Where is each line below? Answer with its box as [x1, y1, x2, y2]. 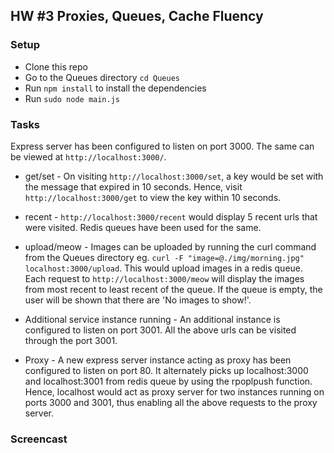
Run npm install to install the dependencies [24, 82, 207, 94]
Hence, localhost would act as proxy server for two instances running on [24, 385, 325, 398]
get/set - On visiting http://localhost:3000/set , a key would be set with [24, 170, 324, 182]
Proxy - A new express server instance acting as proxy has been [24, 354, 292, 366]
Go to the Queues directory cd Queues [24, 71, 180, 83]
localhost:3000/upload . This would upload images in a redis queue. [24, 262, 304, 274]
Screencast [10, 432, 68, 446]
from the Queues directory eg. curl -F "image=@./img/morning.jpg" [24, 251, 305, 263]
